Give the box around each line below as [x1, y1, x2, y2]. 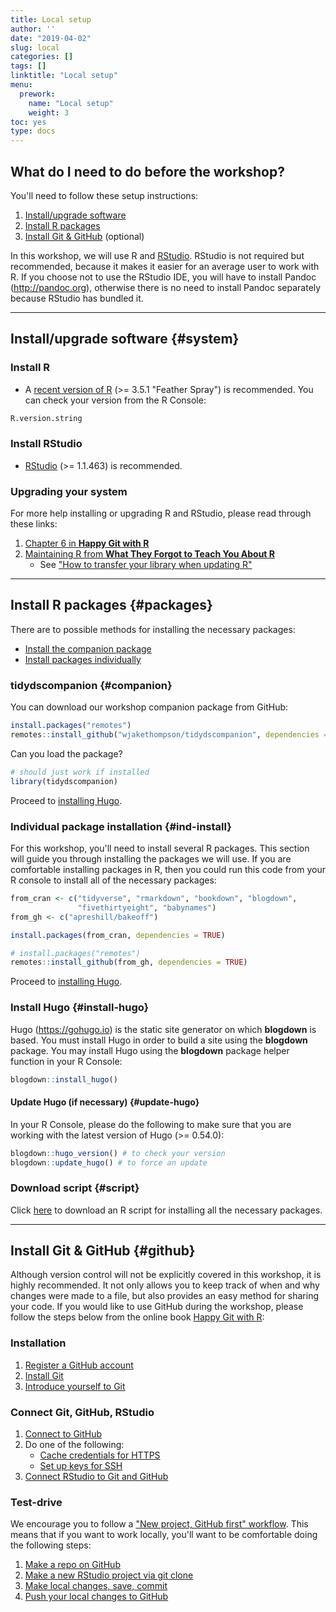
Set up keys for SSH [39, 1460, 123, 1472]
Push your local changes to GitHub [24, 1591, 169, 1603]
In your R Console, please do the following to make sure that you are [10, 1118, 292, 1130]
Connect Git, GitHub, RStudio [10, 1405, 155, 1419]
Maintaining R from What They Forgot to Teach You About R [24, 548, 275, 560]
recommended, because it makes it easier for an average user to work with [10, 260, 320, 272]
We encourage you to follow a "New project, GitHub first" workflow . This [10, 1518, 309, 1530]
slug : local [10, 42, 60, 53]
